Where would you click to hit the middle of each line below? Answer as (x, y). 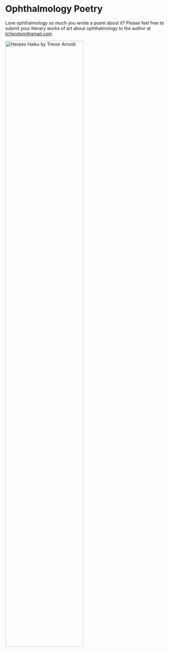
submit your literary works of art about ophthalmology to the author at (78, 28)
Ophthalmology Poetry (54, 9)
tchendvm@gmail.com (29, 33)
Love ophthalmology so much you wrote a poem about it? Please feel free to (85, 23)
